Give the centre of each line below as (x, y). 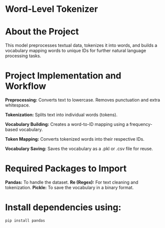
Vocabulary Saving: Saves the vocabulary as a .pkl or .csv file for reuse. (79, 149)
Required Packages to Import (66, 169)
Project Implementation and (63, 76)
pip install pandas (25, 221)
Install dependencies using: (63, 208)
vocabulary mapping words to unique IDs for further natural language (76, 51)
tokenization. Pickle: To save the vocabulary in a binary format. (69, 188)
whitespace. (18, 105)
